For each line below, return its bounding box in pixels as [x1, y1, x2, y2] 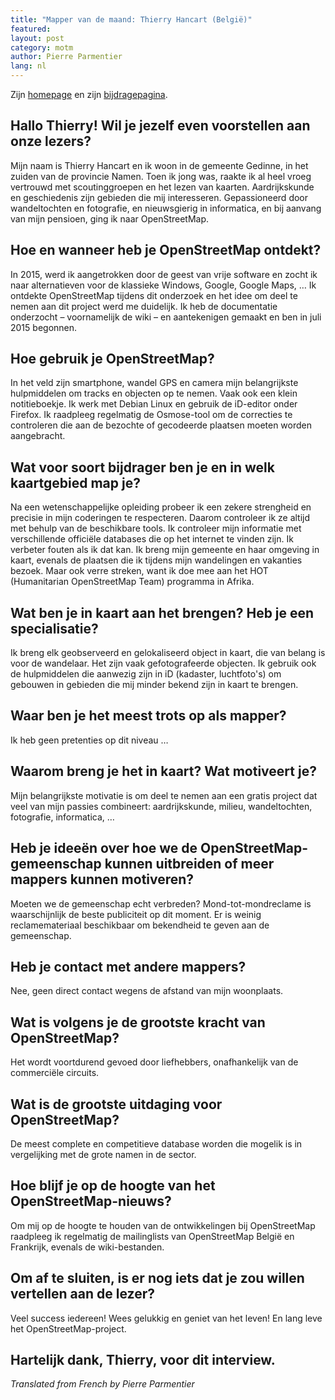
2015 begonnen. [10, 321, 78, 333]
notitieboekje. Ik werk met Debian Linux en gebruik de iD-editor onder [10, 398, 298, 410]
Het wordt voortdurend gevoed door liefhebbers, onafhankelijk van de [10, 1056, 299, 1068]
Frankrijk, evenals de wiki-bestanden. [10, 1241, 165, 1253]
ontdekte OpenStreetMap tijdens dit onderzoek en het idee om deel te [10, 289, 298, 301]
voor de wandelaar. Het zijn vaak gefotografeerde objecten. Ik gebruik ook [10, 657, 317, 670]
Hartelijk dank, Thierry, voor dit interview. [10, 1351, 276, 1368]
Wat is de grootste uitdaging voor [10, 1096, 223, 1113]
